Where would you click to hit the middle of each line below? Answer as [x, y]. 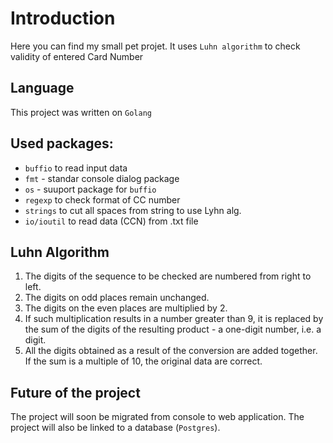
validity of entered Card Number [77, 56]
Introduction [63, 18]
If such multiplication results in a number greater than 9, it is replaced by [174, 319]
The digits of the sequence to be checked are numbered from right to [168, 276]
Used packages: [62, 143]
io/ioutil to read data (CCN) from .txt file [111, 221]
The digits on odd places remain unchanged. [117, 298]
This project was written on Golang [81, 112]
